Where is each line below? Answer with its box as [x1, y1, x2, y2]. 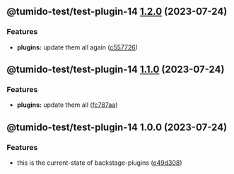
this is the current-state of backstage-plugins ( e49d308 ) [16, 158, 182, 167]
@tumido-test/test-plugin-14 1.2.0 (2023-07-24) [6, 6, 228, 18]
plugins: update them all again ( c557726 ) [16, 42, 139, 52]
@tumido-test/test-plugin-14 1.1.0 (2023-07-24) [6, 64, 225, 76]
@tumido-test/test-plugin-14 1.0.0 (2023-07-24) [6, 121, 228, 133]
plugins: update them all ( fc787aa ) [16, 100, 118, 109]
